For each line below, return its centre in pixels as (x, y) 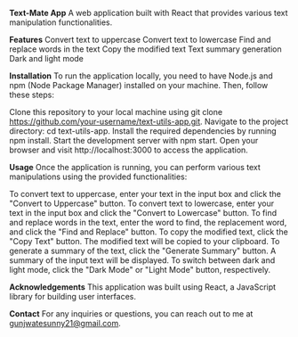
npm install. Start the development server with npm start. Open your (134, 140)
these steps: (32, 95)
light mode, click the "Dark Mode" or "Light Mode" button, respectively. (140, 270)
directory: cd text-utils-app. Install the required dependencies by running (143, 131)
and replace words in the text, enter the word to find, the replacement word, (148, 222)
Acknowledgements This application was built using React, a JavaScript (143, 287)
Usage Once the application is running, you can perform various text (135, 167)
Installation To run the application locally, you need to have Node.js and (141, 76)
